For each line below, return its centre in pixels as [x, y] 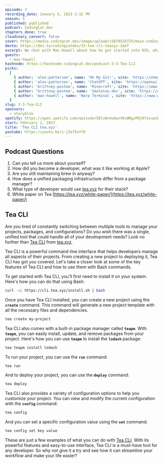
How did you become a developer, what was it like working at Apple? [81, 168]
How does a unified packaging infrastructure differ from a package [79, 179]
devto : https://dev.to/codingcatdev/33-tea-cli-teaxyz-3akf [67, 46]
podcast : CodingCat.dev [29, 28]
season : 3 [15, 19]
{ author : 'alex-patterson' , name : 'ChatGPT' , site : [68, 82]
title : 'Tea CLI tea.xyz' [31, 127]
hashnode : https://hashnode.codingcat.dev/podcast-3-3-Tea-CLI [70, 64]
